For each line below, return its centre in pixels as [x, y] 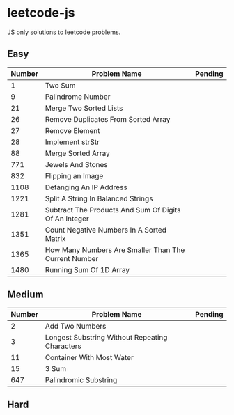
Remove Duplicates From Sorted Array [108, 119]
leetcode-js [41, 13]
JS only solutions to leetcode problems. [64, 32]
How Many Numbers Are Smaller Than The [115, 250]
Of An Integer [67, 219]
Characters [63, 346]
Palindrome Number [78, 97]
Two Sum [60, 85]
